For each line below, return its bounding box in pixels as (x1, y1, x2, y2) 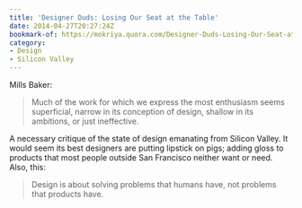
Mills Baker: (9, 80, 53, 90)
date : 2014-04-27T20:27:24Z (9, 22, 115, 30)
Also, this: (9, 162, 47, 172)
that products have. (31, 189, 104, 199)
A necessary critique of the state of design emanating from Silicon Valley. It (9, 134, 289, 143)
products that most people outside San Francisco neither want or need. (9, 152, 273, 162)
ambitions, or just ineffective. (31, 116, 139, 126)
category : (9, 38, 47, 48)
